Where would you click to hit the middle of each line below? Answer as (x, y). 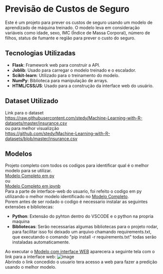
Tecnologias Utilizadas (40, 53)
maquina (21, 221)
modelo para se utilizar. (28, 171)
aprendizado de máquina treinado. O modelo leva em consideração (72, 27)
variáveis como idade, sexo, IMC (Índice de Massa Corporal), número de (78, 33)
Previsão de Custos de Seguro (67, 9)
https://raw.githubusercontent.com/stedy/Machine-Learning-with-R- (74, 118)
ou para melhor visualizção (32, 128)
